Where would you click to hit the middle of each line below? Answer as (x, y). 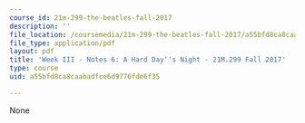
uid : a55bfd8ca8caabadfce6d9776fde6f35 (85, 77)
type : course (34, 69)
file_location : (38, 34)
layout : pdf (32, 52)
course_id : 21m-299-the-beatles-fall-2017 (91, 18)
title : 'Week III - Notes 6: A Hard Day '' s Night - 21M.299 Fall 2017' (148, 60)
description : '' (40, 26)
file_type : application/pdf (63, 43)
